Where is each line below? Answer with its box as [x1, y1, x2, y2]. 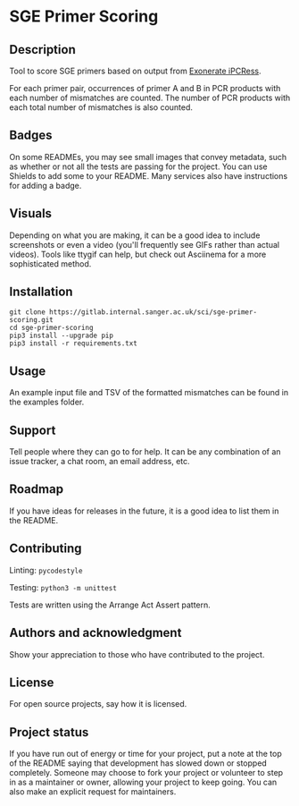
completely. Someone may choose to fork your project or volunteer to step [9, 768, 284, 778]
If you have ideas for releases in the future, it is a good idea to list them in [9, 505, 279, 516]
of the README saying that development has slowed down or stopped [9, 758, 268, 768]
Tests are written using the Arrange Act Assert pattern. [9, 599, 212, 610]
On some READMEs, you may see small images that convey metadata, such [9, 151, 287, 162]
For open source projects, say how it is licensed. [9, 699, 187, 709]
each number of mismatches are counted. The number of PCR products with [9, 92, 291, 103]
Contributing [9, 541, 82, 556]
